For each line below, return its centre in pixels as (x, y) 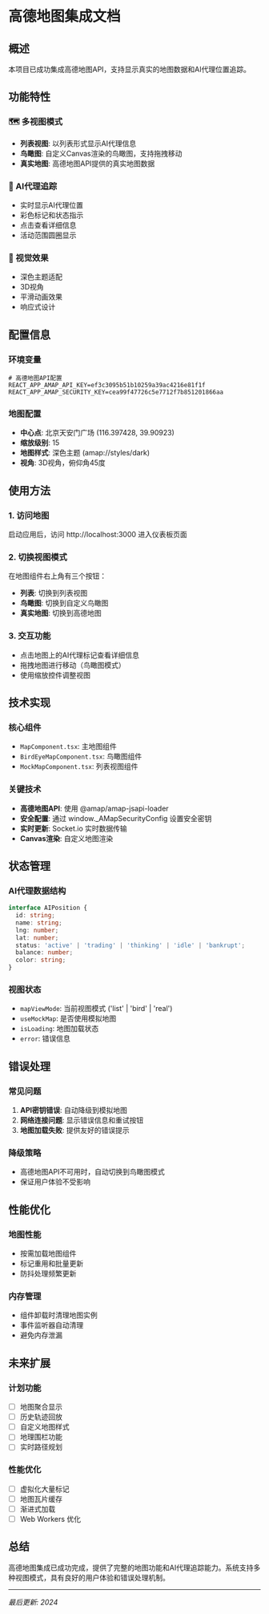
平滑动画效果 (41, 297)
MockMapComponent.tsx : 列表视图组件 (79, 767)
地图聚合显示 (41, 1407)
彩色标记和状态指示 (52, 215)
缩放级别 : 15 (40, 443)
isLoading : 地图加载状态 (59, 1029)
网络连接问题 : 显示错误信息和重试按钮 (82, 1120)
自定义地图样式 (44, 1427)
